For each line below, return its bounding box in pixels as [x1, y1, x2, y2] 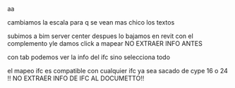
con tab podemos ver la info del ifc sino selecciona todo [7, 53, 171, 61]
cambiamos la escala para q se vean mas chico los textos [7, 18, 175, 26]
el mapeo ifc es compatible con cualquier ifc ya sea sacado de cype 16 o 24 [7, 67, 228, 75]
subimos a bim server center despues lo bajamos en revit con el [7, 32, 194, 40]
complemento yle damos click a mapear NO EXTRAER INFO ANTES [7, 39, 203, 47]
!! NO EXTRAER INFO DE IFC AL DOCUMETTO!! [7, 74, 145, 82]
